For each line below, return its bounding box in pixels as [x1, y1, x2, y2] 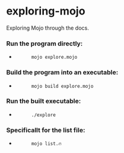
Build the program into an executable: [6, 68, 119, 77]
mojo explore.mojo [31, 54, 78, 60]
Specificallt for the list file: [6, 126, 85, 134]
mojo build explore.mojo [31, 83, 94, 89]
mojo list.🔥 [31, 141, 62, 147]
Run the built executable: [6, 97, 81, 105]
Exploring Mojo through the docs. [6, 24, 89, 31]
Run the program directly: [6, 39, 83, 48]
